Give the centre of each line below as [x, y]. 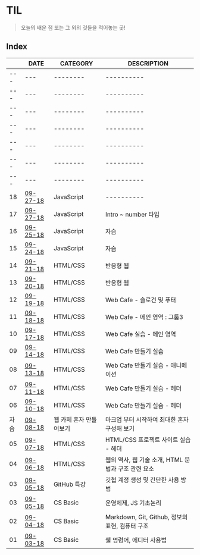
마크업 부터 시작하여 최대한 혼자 [147, 419]
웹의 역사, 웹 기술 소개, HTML [144, 460]
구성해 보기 [120, 428]
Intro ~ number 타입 [132, 214]
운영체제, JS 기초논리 [133, 503]
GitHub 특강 [70, 484]
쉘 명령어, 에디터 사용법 [136, 540]
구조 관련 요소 [136, 469]
